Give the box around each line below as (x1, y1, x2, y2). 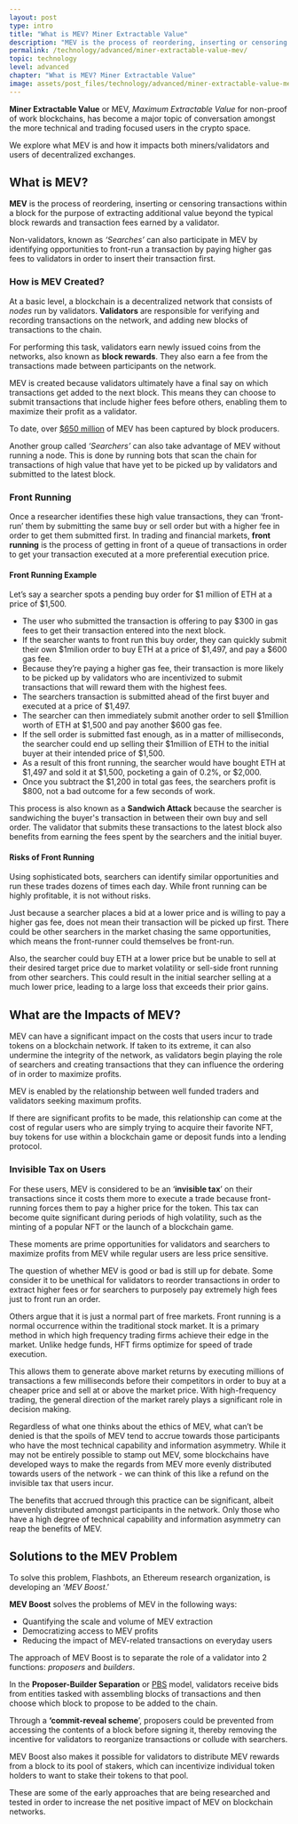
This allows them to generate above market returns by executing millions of (9, 1366, 285, 1377)
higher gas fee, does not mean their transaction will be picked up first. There (9, 917, 289, 928)
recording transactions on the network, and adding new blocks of (9, 315, 248, 325)
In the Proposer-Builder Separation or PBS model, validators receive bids (9, 1679, 279, 1690)
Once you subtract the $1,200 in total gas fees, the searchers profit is (21, 776, 277, 787)
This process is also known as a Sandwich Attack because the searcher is (9, 803, 282, 814)
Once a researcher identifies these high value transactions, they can (9, 511, 259, 522)
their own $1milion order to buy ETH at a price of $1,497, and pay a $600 (21, 644, 287, 655)
